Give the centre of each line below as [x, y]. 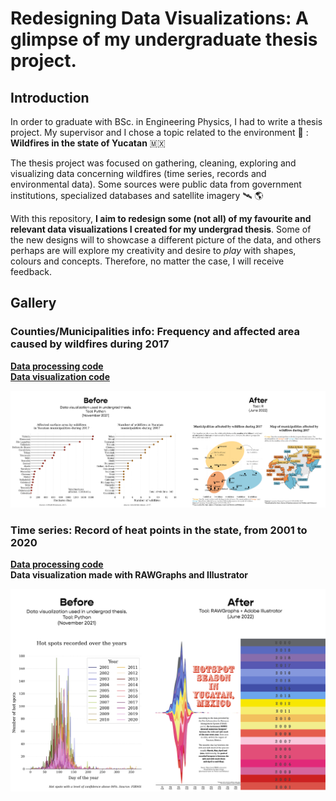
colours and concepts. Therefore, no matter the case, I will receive [147, 261]
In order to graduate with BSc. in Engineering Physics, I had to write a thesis [166, 121]
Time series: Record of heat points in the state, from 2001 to [159, 530]
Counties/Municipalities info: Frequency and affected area [155, 332]
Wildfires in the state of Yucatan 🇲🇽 [88, 143]
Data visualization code [60, 376]
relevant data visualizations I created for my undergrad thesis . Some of [161, 229]
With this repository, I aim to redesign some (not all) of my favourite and [161, 218]
